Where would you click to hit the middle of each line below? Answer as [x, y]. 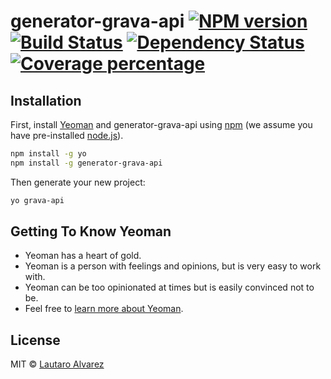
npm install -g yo [48, 154]
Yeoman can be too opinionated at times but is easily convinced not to [169, 287]
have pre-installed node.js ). [67, 135]
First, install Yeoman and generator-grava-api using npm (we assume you [161, 124]
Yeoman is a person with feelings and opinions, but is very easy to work [173, 266]
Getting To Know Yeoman [91, 231]
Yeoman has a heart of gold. [83, 256]
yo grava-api [37, 200]
